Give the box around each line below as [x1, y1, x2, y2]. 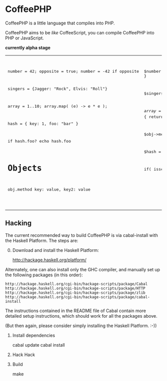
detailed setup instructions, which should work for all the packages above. [5, 313, 158, 319]
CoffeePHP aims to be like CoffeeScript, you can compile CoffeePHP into [5, 29, 155, 35]
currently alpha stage [5, 44, 51, 50]
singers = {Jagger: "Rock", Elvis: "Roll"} [7, 86, 108, 91]
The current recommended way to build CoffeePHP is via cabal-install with [5, 232, 158, 238]
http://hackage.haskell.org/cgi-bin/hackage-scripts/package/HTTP [5, 286, 146, 291]
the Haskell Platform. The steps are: [5, 237, 79, 243]
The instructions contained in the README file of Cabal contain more [5, 308, 147, 314]
